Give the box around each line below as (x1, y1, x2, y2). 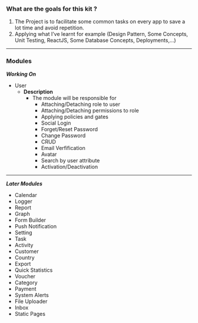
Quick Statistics (14, 267, 53, 274)
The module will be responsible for (32, 94, 117, 101)
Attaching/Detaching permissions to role (41, 106, 140, 114)
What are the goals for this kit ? (6, 5, 97, 13)
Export (14, 260, 31, 267)
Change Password (41, 132, 86, 139)
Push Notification (14, 222, 57, 229)
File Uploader (14, 298, 48, 305)
